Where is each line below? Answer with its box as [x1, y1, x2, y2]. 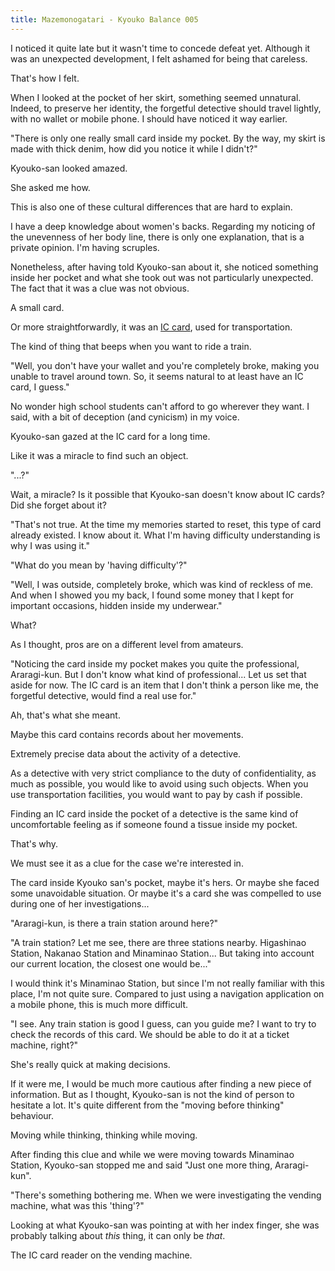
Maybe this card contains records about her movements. [10, 728, 244, 740]
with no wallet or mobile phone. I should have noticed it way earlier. [10, 112, 288, 125]
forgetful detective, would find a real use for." [10, 689, 197, 701]
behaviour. [10, 1109, 55, 1121]
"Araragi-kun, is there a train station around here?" [10, 917, 219, 929]
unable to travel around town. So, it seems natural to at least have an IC [10, 370, 304, 382]
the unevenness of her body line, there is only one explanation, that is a [10, 231, 305, 243]
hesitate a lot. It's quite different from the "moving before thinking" [10, 1099, 285, 1111]
